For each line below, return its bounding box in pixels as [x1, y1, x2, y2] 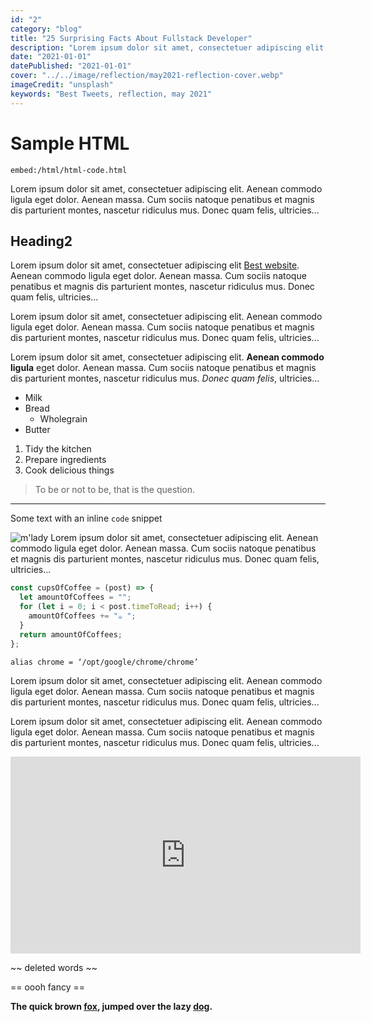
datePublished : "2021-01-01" [10, 61, 132, 71]
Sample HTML [10, 132, 130, 155]
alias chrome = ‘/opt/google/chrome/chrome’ [10, 657, 199, 667]
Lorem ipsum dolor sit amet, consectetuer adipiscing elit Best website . [10, 259, 300, 271]
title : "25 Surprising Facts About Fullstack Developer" [10, 33, 253, 43]
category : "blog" [10, 24, 83, 34]
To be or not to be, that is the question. [34, 484, 195, 496]
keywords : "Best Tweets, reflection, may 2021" [10, 89, 213, 99]
